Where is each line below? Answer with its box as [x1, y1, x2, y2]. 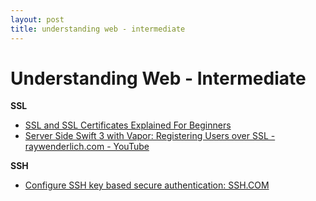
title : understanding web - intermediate [10, 24, 186, 34]
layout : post [10, 14, 65, 25]
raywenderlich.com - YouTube [24, 141, 150, 153]
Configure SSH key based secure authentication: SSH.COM [24, 179, 270, 191]
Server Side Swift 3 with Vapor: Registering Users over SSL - [24, 130, 276, 142]
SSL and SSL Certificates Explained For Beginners [24, 119, 232, 131]
